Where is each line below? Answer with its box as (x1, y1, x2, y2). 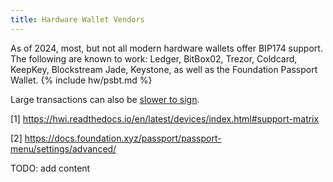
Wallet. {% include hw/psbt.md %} (10, 74, 153, 86)
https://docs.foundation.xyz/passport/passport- (24, 132, 222, 144)
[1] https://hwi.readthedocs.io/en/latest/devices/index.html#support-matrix (10, 112, 320, 125)
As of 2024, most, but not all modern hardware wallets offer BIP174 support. (10, 42, 323, 54)
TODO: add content (10, 162, 91, 174)
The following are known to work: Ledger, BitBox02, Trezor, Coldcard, (10, 52, 298, 65)
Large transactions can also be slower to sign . (10, 93, 200, 105)
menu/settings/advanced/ (10, 142, 117, 155)
